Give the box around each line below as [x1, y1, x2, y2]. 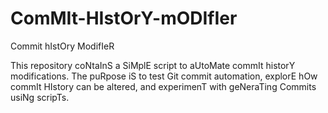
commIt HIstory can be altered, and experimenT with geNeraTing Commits [10, 80, 317, 92]
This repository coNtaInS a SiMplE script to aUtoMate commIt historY [10, 59, 296, 71]
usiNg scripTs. [10, 91, 70, 103]
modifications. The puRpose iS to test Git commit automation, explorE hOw [10, 70, 318, 82]
